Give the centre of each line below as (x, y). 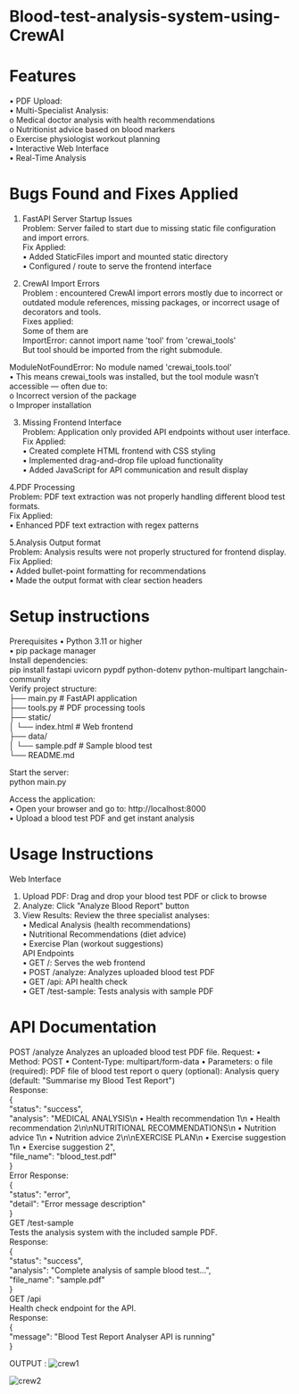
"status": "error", (40, 1194)
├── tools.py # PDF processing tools (77, 708)
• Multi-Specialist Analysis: (59, 111)
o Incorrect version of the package (73, 396)
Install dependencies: (49, 660)
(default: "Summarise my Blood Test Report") (92, 1080)
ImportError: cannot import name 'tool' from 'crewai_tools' (129, 340)
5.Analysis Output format (55, 543)
